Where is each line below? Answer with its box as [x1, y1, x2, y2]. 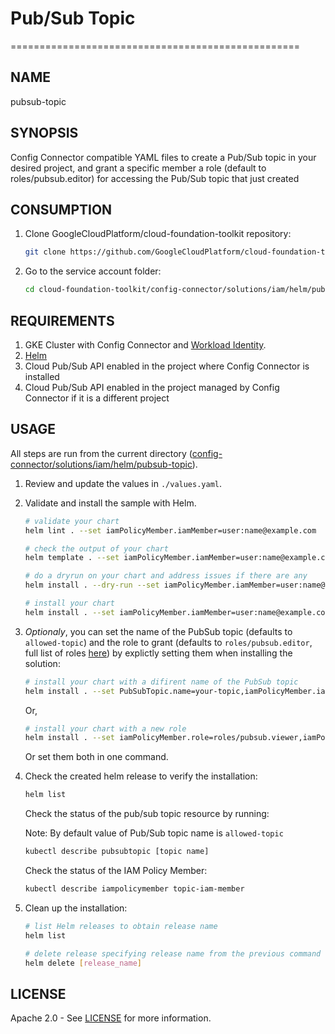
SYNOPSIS [10, 125, 79, 142]
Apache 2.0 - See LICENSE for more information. [10, 1012, 212, 1024]
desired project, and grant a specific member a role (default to [10, 162, 267, 174]
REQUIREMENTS [10, 312, 115, 329]
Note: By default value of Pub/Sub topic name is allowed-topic [24, 827, 284, 839]
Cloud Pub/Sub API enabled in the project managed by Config [24, 381, 280, 393]
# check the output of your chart [24, 543, 169, 554]
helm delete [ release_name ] [24, 958, 142, 968]
